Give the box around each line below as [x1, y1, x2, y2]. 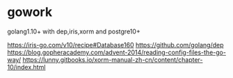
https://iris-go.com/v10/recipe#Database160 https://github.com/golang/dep [7, 40, 224, 49]
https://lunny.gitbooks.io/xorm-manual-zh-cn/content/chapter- [22, 55, 203, 63]
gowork [7, 4, 53, 20]
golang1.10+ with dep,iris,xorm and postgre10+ [7, 27, 140, 36]
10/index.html [7, 63, 46, 71]
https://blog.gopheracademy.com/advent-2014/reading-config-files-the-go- [7, 48, 226, 56]
